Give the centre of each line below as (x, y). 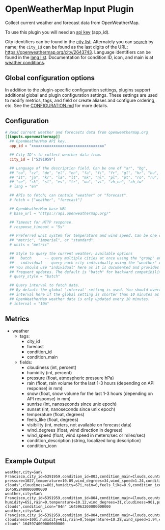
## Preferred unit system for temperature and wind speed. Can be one (83, 236)
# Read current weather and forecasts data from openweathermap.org (77, 132)
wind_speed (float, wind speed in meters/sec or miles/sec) (86, 435)
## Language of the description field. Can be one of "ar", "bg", (79, 168)
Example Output (30, 461)
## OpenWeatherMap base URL (38, 209)
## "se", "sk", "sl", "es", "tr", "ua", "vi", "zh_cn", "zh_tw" (77, 182)
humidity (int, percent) (49, 372)
